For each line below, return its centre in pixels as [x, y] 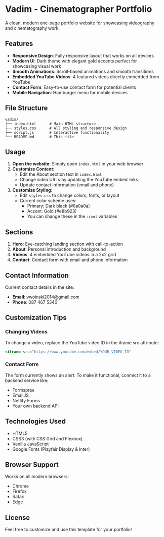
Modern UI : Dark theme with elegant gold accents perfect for [75, 61]
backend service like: [27, 380]
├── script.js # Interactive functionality [57, 132]
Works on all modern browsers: [37, 477]
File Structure [26, 108]
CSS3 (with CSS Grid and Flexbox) [47, 438]
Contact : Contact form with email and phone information [70, 260]
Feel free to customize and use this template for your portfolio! [69, 530]
